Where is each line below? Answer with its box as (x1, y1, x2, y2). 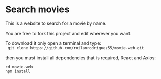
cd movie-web (5, 64, 33, 69)
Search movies (5, 4, 70, 15)
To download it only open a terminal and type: (5, 40, 102, 46)
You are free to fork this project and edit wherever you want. (5, 30, 132, 36)
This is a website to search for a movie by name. (5, 20, 107, 27)
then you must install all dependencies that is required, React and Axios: (5, 55, 156, 61)
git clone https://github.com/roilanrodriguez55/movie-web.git (7, 45, 144, 50)
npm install (5, 69, 30, 74)
